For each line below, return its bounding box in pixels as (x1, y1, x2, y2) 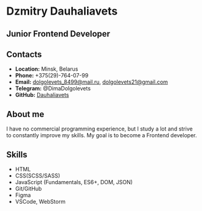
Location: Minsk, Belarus (15, 65, 78, 73)
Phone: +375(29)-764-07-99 (15, 72, 89, 79)
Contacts (6, 49, 43, 59)
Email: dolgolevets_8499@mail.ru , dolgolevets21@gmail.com (15, 78, 169, 86)
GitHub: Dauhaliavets (15, 91, 69, 99)
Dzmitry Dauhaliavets (6, 4, 118, 18)
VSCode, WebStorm (15, 198, 66, 206)
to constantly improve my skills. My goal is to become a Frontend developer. (6, 132, 197, 139)
